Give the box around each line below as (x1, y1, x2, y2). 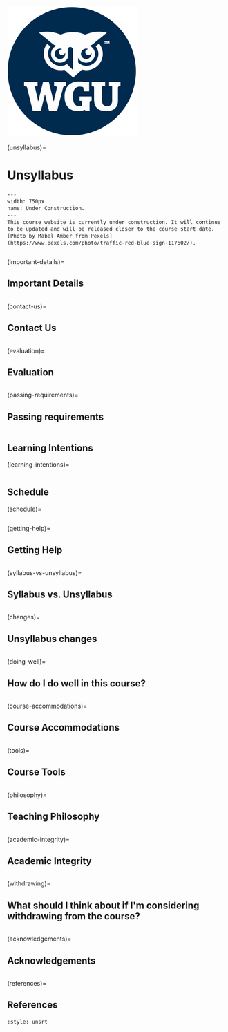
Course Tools (7, 767, 66, 778)
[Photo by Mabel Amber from (7, 232, 88, 239)
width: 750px (7, 198, 45, 205)
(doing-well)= (7, 657, 46, 666)
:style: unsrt (7, 1018, 48, 1025)
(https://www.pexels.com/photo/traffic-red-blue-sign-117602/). (7, 239, 196, 246)
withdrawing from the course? (7, 910, 140, 922)
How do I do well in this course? (7, 677, 146, 689)
